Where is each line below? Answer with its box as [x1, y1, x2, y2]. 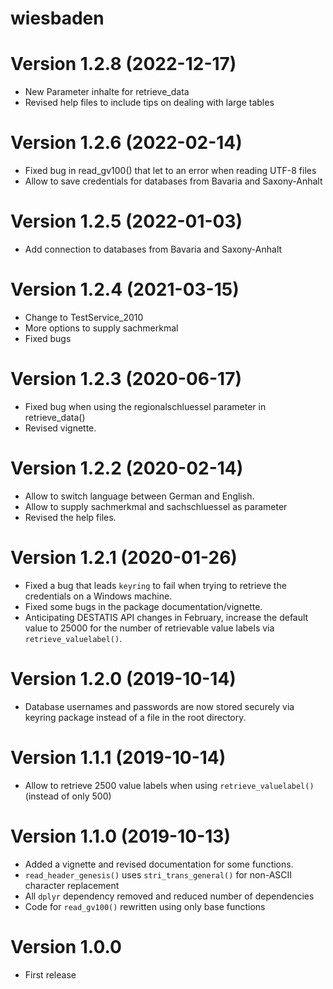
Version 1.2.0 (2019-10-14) [10, 667, 237, 690]
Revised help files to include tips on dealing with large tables [24, 97, 275, 109]
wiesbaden [10, 7, 105, 30]
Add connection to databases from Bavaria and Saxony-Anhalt [24, 243, 283, 255]
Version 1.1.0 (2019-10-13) [10, 825, 231, 847]
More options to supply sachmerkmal [24, 322, 179, 334]
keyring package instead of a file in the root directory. [24, 711, 247, 723]
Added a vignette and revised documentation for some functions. [24, 858, 294, 870]
